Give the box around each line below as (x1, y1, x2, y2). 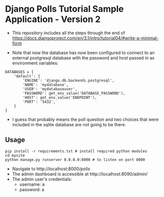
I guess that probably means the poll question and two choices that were (12, 116, 159, 122)
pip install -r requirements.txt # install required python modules (5, 149, 147, 154)
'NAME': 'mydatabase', (22, 82, 69, 87)
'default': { (14, 74, 41, 79)
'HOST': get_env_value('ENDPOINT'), (22, 95, 97, 100)
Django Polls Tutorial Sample (5, 3, 124, 15)
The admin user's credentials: (12, 176, 72, 182)
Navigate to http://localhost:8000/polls (12, 166, 90, 172)
